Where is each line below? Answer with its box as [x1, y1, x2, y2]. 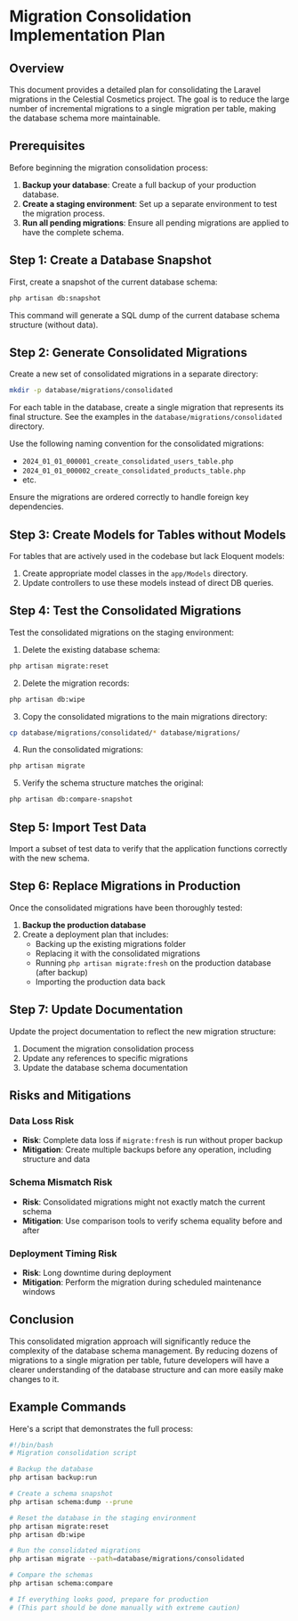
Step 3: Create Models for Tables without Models [9, 527, 286, 542]
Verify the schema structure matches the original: [21, 778, 205, 788]
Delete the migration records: [21, 678, 130, 688]
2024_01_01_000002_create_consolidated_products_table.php [21, 466, 246, 476]
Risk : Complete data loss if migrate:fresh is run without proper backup [21, 1135, 283, 1146]
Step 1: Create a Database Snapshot [9, 252, 212, 268]
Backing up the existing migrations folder [35, 938, 187, 949]
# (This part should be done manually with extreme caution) [9, 1603, 241, 1612]
